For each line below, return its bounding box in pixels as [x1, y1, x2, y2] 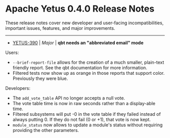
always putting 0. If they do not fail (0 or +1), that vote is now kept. [12, 116, 151, 122]
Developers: [5, 85, 30, 91]
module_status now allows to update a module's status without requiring [12, 122, 163, 128]
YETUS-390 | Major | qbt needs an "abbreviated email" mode [12, 39, 144, 45]
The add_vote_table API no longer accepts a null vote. [12, 95, 125, 101]
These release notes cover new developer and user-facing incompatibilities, [5, 20, 164, 26]
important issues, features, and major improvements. [5, 25, 115, 31]
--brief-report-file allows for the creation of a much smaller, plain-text [12, 59, 164, 65]
